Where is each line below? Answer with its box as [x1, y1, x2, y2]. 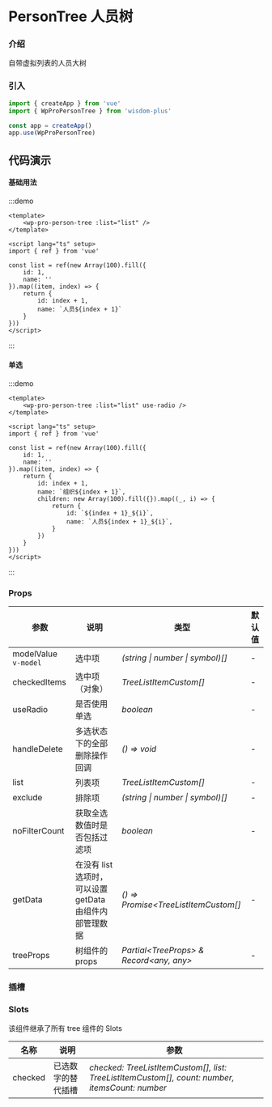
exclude [12, 792, 43, 804]
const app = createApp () [8, 121, 92, 129]
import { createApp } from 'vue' [8, 99, 121, 108]
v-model [12, 659, 42, 668]
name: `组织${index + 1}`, [37, 488, 126, 496]
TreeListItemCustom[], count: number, [88, 1071, 235, 1083]
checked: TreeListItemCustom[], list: [88, 1062, 227, 1073]
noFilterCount [12, 825, 65, 837]
